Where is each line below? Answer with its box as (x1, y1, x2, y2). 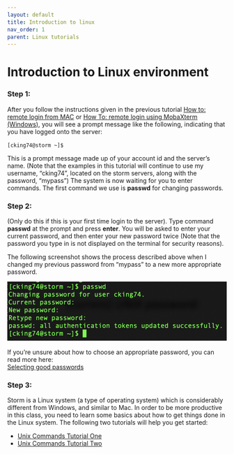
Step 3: (7, 380, 33, 390)
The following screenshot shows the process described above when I (7, 253, 207, 261)
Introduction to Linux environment (7, 64, 209, 80)
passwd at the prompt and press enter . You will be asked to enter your (7, 224, 211, 233)
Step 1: (7, 89, 31, 99)
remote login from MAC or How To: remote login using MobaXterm (7, 112, 198, 121)
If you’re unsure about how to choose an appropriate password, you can (7, 348, 214, 356)
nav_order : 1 (7, 26, 45, 33)
